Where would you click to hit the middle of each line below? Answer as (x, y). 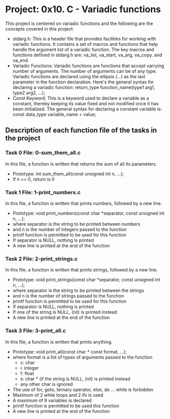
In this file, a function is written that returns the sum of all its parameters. (81, 164)
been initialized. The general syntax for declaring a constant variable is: (87, 109)
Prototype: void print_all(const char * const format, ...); (70, 351)
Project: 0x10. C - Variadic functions (83, 9)
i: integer (29, 368)
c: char (27, 363)
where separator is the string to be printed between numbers (76, 224)
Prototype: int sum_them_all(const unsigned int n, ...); (68, 173)
